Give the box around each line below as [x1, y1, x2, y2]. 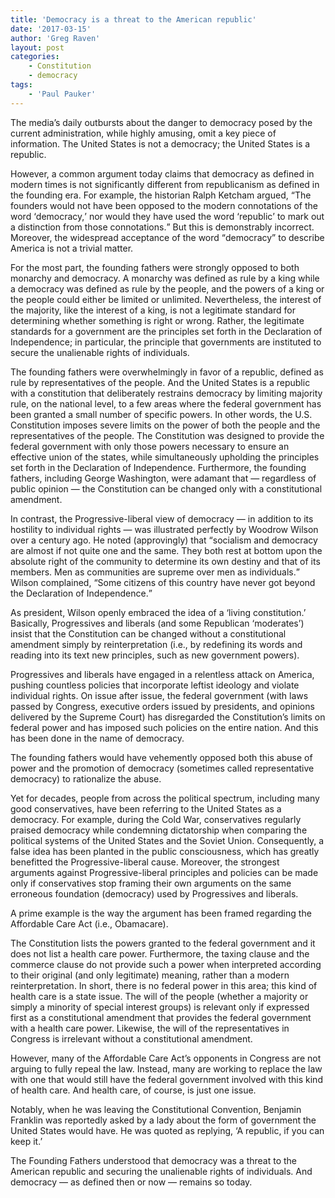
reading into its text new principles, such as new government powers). [10, 649, 300, 661]
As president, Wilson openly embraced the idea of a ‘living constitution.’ [10, 606, 307, 618]
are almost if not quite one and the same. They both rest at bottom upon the [10, 544, 323, 556]
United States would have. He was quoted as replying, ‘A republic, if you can [10, 1124, 325, 1136]
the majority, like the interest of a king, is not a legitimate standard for [10, 304, 296, 316]
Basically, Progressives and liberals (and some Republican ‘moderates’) [10, 617, 305, 629]
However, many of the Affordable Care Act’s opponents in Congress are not [10, 1052, 322, 1064]
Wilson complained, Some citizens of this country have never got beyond [10, 576, 316, 588]
